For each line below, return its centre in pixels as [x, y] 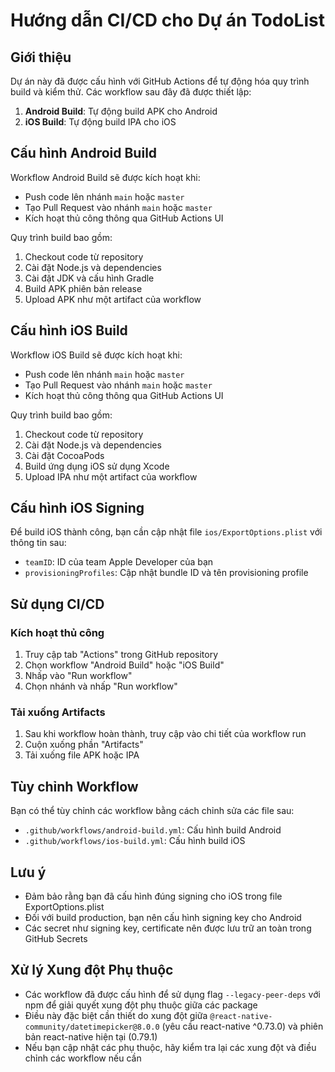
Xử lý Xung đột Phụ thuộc [92, 970]
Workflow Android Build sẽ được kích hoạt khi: [105, 177]
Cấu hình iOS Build [69, 330]
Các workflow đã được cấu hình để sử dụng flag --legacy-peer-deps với [172, 994]
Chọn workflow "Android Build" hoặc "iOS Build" [124, 665]
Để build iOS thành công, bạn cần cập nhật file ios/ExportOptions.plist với [166, 532]
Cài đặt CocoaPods [64, 455]
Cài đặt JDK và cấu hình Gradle [89, 278]
